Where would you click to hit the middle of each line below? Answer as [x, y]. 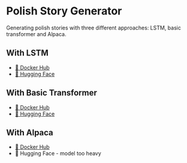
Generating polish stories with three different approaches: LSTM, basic [94, 28]
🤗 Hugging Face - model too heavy [58, 153]
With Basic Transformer [52, 93]
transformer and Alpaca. [36, 34]
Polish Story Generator [64, 11]
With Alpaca [30, 133]
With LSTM [28, 53]
